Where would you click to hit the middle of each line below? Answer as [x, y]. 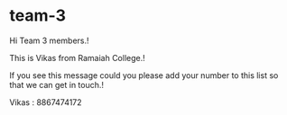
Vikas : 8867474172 [46, 102]
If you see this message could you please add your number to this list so [144, 75]
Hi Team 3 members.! [49, 40]
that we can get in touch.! [57, 84]
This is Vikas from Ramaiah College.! [78, 57]
